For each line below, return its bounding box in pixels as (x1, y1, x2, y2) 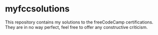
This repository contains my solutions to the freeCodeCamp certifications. (5, 19, 154, 25)
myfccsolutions (5, 3, 70, 14)
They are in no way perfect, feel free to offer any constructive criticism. (5, 24, 148, 30)
